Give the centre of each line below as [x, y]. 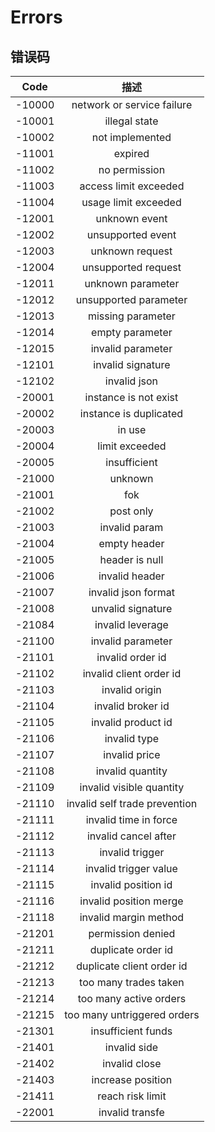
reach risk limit [132, 1096]
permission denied [132, 933]
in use [132, 429]
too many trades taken [132, 982]
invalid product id [132, 722]
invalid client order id [132, 673]
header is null [131, 559]
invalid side [131, 1047]
